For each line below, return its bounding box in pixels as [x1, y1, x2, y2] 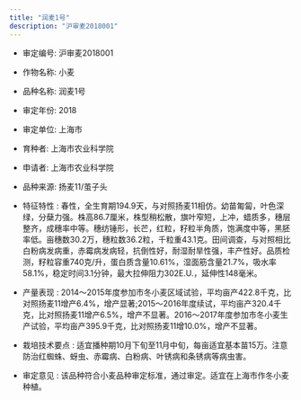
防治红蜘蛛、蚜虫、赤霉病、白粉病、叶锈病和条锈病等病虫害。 [22, 351, 252, 361]
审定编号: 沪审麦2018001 [22, 47, 114, 58]
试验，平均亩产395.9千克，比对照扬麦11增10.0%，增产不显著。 [30, 320, 262, 331]
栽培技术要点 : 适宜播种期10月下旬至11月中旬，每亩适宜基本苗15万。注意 [22, 339, 288, 351]
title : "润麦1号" [9, 13, 70, 22]
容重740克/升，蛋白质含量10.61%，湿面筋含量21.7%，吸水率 [53, 256, 277, 267]
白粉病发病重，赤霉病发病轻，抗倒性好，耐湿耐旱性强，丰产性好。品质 [22, 244, 283, 256]
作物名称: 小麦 [22, 67, 75, 77]
